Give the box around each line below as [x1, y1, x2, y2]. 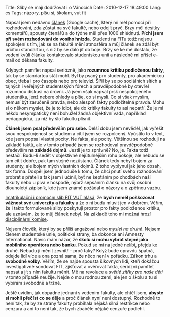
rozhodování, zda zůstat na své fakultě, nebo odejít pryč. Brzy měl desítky [5, 25, 160, 31]
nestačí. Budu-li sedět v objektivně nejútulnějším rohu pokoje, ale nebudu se [5, 152, 165, 158]
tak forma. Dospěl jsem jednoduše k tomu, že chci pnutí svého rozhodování [5, 168, 163, 174]
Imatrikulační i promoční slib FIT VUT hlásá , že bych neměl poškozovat [5, 195, 155, 200]
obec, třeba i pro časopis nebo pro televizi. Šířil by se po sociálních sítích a [5, 78, 161, 84]
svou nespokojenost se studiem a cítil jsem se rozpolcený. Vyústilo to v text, [5, 131, 164, 136]
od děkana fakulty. [15, 57, 54, 63]
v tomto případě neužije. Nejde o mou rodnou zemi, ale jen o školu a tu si [5, 274, 158, 280]
